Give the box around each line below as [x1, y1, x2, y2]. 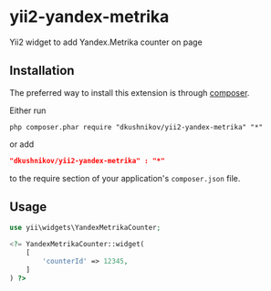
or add [9, 139, 35, 150]
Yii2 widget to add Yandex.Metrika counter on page [9, 36, 203, 47]
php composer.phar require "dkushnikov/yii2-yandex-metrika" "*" [9, 122, 263, 131]
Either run [9, 105, 47, 116]
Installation [9, 63, 75, 78]
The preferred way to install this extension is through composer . [9, 87, 250, 98]
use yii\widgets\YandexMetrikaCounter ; [9, 223, 162, 233]
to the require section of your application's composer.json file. [9, 172, 241, 183]
